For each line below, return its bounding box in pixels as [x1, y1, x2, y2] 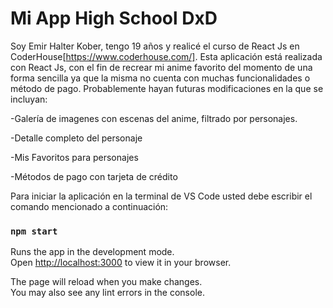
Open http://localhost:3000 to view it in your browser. [10, 257, 232, 269]
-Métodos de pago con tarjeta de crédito [10, 170, 178, 182]
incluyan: [10, 93, 48, 105]
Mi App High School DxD [10, 7, 218, 30]
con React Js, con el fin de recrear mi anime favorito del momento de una [10, 61, 313, 73]
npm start [10, 225, 58, 237]
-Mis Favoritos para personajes [10, 151, 139, 163]
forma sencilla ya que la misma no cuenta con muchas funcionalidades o [10, 72, 311, 84]
